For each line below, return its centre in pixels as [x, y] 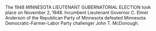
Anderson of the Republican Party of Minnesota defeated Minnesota [75, 18]
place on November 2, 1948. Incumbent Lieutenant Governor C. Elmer [77, 12]
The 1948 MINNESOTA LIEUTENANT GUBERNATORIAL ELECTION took [78, 7]
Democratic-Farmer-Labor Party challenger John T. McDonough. [72, 23]
